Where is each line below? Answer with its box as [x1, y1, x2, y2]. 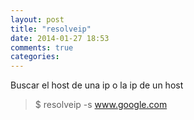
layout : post [10, 14, 65, 25]
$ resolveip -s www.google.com [34, 99, 168, 111]
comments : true [10, 42, 74, 53]
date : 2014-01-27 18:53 [10, 33, 110, 43]
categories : [10, 52, 60, 62]
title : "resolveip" [10, 24, 92, 34]
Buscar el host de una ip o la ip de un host [10, 79, 184, 91]
